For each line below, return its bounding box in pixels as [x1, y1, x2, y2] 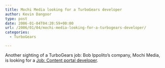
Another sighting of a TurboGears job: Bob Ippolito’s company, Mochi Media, [5, 52, 160, 58]
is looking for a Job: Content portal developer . [5, 57, 99, 63]
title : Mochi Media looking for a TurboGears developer [5, 7, 122, 12]
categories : [5, 30, 30, 35]
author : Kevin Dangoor [5, 12, 52, 17]
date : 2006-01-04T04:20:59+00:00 [5, 21, 74, 26]
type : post [5, 16, 28, 21]
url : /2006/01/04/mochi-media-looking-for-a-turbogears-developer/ [5, 25, 147, 30]
